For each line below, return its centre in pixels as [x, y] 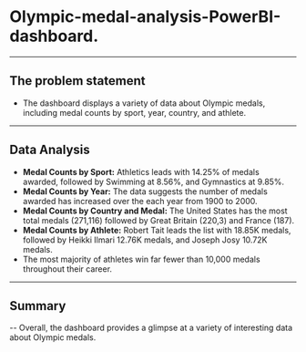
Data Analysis [50, 150]
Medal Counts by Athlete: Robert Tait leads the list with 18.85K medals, [157, 230]
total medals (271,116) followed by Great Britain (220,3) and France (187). [158, 220]
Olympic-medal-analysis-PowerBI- [145, 17]
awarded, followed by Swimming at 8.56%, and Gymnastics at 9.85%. [153, 181]
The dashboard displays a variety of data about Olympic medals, [144, 103]
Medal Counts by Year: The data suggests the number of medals [145, 191]
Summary [38, 306]
